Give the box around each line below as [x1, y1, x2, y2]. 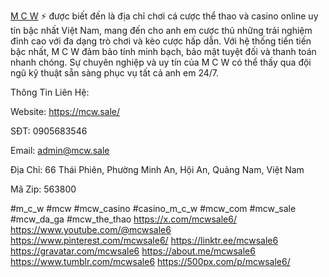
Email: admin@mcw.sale [10, 145, 110, 156]
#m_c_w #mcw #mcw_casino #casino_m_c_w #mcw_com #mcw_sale [10, 203, 297, 214]
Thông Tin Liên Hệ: [10, 86, 90, 98]
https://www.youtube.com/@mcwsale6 [10, 224, 172, 235]
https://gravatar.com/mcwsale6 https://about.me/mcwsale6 [10, 245, 256, 257]
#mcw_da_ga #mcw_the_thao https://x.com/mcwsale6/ [10, 213, 237, 225]
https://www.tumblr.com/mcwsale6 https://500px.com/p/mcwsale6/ [10, 256, 291, 267]
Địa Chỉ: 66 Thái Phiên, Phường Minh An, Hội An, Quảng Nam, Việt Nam [10, 164, 305, 175]
